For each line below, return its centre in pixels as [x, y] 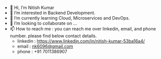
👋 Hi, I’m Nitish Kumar [32, 8]
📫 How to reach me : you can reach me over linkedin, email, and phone [83, 29]
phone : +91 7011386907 [42, 51]
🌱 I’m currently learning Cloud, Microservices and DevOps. [70, 18]
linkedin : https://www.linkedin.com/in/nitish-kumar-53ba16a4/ [81, 41]
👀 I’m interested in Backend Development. [53, 13]
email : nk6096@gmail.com [45, 46]
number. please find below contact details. [53, 36]
